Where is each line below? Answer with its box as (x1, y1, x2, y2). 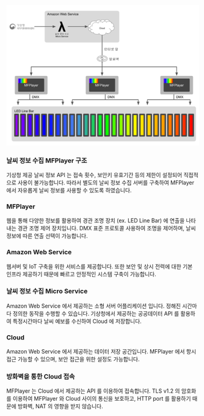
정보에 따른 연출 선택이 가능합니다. (6, 232, 88, 240)
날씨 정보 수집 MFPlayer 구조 (6, 156, 87, 165)
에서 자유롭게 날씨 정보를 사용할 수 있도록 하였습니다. (6, 186, 132, 194)
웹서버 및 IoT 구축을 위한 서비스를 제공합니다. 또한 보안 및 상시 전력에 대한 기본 (6, 262, 193, 270)
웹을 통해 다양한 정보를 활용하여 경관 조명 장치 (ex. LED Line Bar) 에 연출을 (6, 217, 185, 224)
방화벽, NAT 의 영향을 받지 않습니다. (17, 403, 103, 410)
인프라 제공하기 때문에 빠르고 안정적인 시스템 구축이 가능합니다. (6, 270, 157, 278)
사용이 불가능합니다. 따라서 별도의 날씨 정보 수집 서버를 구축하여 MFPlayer (17, 179, 194, 186)
